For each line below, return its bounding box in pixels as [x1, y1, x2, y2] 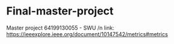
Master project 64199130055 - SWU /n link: [6, 24, 115, 31]
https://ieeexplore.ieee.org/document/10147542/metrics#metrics [6, 30, 169, 37]
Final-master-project [6, 4, 114, 18]
